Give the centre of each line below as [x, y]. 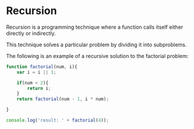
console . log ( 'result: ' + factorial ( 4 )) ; [58, 120]
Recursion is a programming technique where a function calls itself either [95, 27]
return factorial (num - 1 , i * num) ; [63, 99]
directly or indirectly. [31, 33]
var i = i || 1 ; [37, 72]
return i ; [39, 88]
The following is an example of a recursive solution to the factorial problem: [97, 56]
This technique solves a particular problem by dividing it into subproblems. [96, 45]
